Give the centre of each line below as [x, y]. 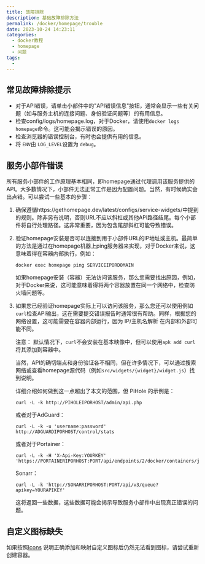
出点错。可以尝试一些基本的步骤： [49, 197]
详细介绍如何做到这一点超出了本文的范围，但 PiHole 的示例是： [95, 391]
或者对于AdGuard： [40, 415]
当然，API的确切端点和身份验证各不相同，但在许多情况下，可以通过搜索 [106, 362]
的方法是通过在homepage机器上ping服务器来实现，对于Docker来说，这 [105, 246]
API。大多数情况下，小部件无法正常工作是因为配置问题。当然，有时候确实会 [102, 189]
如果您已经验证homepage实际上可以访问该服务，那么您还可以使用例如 [104, 306]
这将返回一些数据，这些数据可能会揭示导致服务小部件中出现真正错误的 [104, 503]
